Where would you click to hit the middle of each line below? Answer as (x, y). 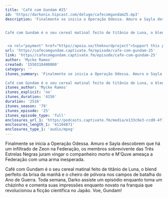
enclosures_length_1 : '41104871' (40, 125)
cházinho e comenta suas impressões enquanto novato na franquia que (79, 185)
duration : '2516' (23, 101)
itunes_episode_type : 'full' (35, 115)
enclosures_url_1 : (24, 120)
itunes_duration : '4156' (31, 97)
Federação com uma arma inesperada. (45, 159)
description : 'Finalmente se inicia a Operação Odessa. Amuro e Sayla (80, 19)
